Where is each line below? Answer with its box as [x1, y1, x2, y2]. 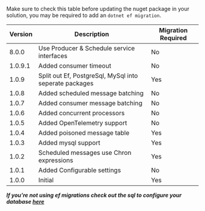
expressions [38, 156, 73, 164]
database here [6, 198, 45, 205]
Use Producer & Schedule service [38, 44, 135, 52]
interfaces [38, 52, 68, 60]
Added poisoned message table [38, 129, 130, 137]
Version [9, 30, 33, 38]
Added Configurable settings [38, 166, 121, 174]
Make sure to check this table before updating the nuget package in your [6, 5, 190, 12]
